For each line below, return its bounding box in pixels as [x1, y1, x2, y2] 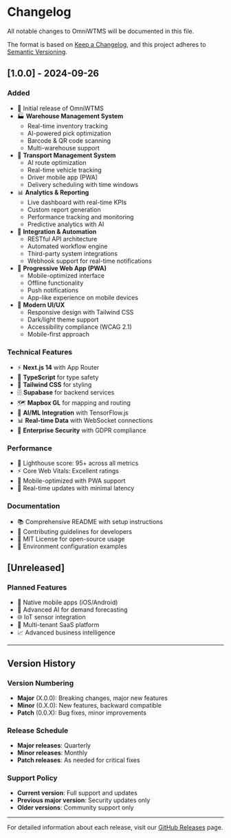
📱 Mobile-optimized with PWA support [16, 477, 126, 485]
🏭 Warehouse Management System [16, 112, 124, 120]
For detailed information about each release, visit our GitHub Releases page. [7, 824, 223, 832]
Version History [7, 657, 76, 669]
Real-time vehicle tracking [27, 166, 102, 174]
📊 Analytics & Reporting [16, 188, 89, 197]
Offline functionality [27, 279, 84, 287]
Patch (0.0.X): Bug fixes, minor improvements [16, 708, 146, 717]
